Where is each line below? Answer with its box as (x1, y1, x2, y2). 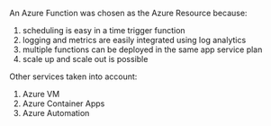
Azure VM (22, 89, 60, 99)
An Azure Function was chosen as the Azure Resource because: (9, 8, 248, 18)
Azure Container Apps (22, 98, 105, 109)
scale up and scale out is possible (22, 54, 149, 64)
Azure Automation (22, 108, 90, 118)
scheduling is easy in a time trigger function (22, 25, 186, 35)
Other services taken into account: (9, 71, 138, 82)
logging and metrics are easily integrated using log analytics (22, 35, 247, 45)
